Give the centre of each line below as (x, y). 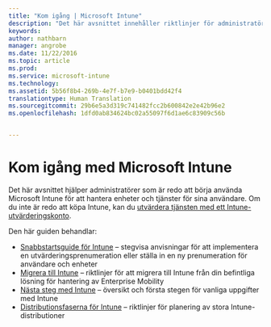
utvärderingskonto (39, 216)
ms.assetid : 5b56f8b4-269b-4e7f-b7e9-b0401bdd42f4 (95, 91)
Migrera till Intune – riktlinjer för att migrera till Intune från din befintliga (138, 272)
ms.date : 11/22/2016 (43, 53)
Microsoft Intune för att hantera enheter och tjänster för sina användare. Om (134, 198)
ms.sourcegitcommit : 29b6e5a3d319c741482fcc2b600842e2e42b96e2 (117, 106)
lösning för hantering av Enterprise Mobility (92, 281)
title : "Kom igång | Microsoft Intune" (75, 16)
